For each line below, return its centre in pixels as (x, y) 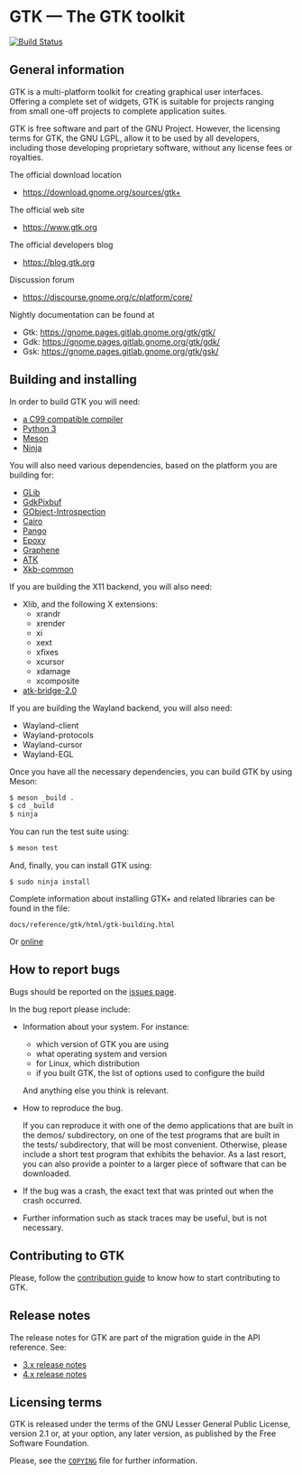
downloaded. (47, 1173)
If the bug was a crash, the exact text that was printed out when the (148, 1191)
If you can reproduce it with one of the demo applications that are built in (158, 1125)
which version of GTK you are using (102, 1044)
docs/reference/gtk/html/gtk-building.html (92, 925)
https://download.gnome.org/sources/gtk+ (102, 192)
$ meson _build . (42, 798)
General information (67, 70)
